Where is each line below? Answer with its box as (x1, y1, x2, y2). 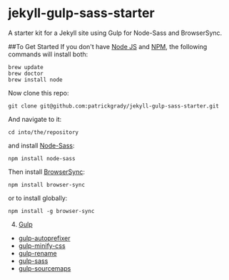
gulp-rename (18, 249, 57, 257)
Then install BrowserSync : (8, 167, 85, 176)
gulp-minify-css (18, 241, 66, 250)
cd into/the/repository (8, 128, 79, 136)
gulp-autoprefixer (18, 234, 71, 242)
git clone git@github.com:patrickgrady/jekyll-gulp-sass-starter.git (8, 102, 220, 110)
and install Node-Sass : (8, 141, 75, 150)
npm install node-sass (8, 155, 76, 162)
